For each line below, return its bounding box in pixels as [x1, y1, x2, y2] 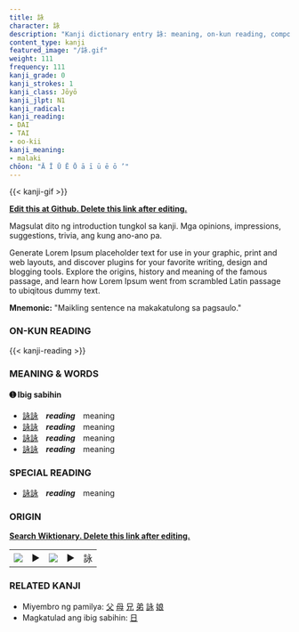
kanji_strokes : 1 [9, 79, 74, 88]
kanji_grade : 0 [9, 71, 66, 80]
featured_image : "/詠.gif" [9, 46, 109, 55]
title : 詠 [9, 12, 44, 22]
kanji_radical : [9, 104, 66, 113]
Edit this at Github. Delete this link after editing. [9, 204, 188, 215]
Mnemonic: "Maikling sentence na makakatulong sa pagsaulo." [9, 303, 242, 313]
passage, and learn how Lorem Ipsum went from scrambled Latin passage [9, 276, 281, 287]
